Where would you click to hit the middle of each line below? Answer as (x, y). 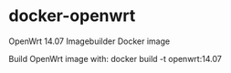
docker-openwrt (72, 16)
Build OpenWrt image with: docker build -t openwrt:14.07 (115, 58)
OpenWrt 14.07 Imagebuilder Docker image (89, 41)
